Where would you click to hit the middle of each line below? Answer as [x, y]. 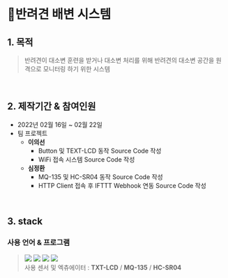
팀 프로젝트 [32, 133]
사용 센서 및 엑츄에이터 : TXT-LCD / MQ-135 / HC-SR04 [103, 267]
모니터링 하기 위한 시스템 [76, 69]
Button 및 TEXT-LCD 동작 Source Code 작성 [100, 150]
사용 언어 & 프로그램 [39, 242]
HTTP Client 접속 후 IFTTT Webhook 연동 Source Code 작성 [122, 185]
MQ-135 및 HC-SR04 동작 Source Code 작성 [101, 177]
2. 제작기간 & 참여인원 [52, 106]
